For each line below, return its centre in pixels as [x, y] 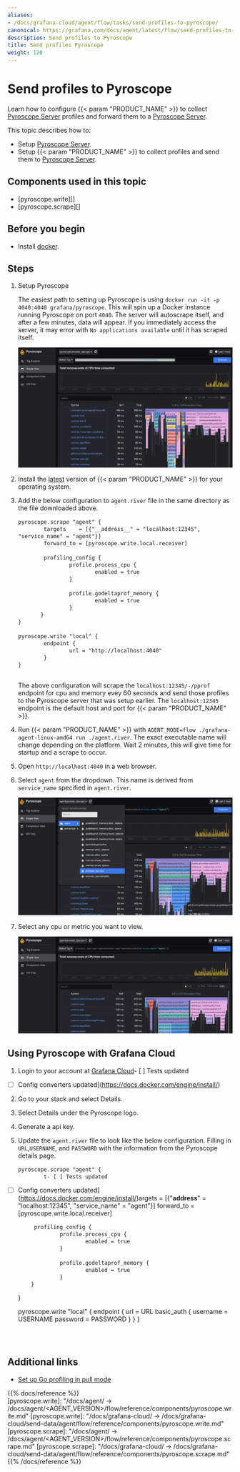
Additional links [43, 1362]
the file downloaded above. [58, 508]
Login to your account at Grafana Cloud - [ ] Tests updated [103, 1070]
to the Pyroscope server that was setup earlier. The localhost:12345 [118, 701]
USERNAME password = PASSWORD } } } [79, 1319]
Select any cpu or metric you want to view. [80, 927]
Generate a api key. [46, 1126]
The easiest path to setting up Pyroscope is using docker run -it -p [119, 299]
